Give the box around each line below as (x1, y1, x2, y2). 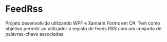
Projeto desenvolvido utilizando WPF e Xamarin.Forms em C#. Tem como (5, 20, 160, 26)
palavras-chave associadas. (5, 31, 65, 37)
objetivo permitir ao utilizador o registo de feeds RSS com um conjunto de (5, 25, 162, 31)
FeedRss (5, 3, 43, 15)
